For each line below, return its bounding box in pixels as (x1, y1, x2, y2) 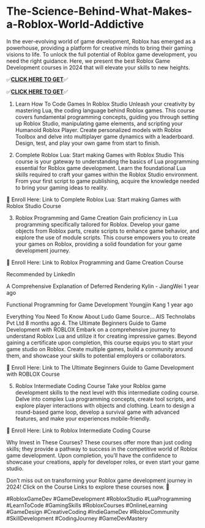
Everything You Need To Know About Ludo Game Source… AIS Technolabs (6, 313, 196, 320)
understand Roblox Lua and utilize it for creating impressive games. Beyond (6, 332, 197, 340)
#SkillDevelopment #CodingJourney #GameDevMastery (6, 514, 148, 522)
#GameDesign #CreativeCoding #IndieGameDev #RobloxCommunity (6, 508, 179, 515)
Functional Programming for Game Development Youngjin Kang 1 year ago (6, 301, 193, 308)
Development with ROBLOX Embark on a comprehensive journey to (6, 325, 176, 333)
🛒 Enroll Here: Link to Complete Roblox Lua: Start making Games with (6, 195, 181, 203)
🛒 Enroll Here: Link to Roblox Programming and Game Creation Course (6, 258, 184, 266)
